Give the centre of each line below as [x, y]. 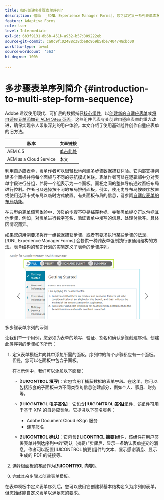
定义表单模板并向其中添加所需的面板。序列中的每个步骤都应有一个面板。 [85, 354]
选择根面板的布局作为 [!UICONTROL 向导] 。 [55, 466]
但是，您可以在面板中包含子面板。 [46, 360]
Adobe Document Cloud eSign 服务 [62, 420]
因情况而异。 [18, 224]
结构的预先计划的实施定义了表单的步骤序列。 [67, 247]
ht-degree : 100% [21, 57]
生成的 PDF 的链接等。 [42, 455]
